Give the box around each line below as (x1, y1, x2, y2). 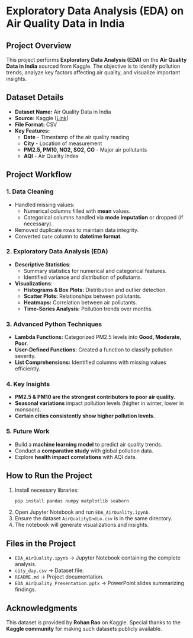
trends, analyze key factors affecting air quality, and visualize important (6, 69, 181, 76)
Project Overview (6, 40, 72, 51)
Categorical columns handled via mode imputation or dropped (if (23, 213, 184, 221)
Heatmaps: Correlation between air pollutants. (23, 298, 137, 306)
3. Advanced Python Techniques (6, 320, 102, 328)
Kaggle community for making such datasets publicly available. (6, 626, 162, 632)
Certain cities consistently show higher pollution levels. (14, 412, 155, 420)
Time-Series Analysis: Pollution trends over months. (23, 305, 153, 312)
